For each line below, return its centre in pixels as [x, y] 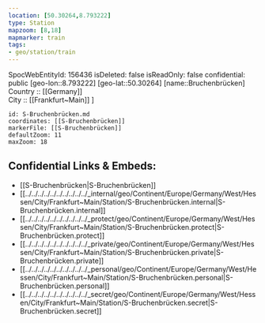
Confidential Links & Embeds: [82, 166]
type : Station [32, 23]
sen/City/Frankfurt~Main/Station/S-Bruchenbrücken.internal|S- [123, 201]
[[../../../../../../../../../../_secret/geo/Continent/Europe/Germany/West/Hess [138, 294]
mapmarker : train [37, 38]
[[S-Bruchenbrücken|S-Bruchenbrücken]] [88, 185]
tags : [17, 45]
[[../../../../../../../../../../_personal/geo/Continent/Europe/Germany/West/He [138, 269]
